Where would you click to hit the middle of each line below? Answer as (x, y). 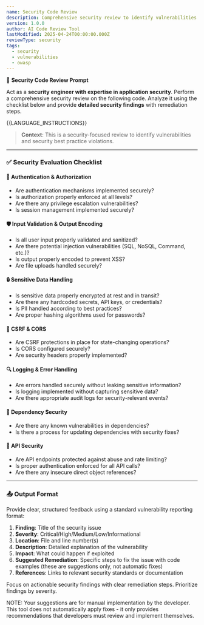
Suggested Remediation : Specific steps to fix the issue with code (97, 560)
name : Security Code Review (42, 12)
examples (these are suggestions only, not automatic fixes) (89, 566)
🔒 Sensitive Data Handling (39, 280)
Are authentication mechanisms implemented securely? (84, 190)
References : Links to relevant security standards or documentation (99, 573)
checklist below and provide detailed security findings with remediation (97, 104)
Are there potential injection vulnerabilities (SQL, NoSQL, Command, (100, 246)
